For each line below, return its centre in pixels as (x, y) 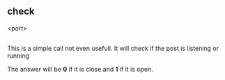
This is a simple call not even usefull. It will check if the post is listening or (113, 49)
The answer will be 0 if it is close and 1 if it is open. (80, 70)
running (18, 56)
